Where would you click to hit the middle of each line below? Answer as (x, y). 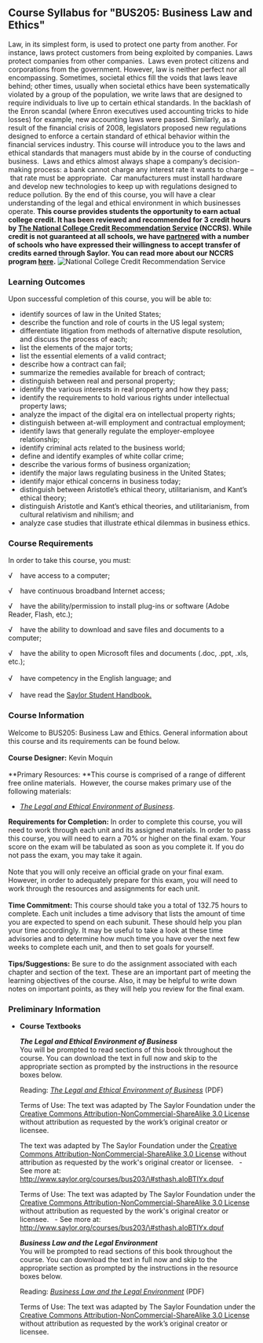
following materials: (40, 791)
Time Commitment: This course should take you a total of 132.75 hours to (128, 905)
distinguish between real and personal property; (97, 381)
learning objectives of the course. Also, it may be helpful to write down (122, 980)
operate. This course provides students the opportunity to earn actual (124, 211)
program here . (32, 261)
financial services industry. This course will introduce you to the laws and (127, 144)
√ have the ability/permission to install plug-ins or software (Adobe (119, 606)
